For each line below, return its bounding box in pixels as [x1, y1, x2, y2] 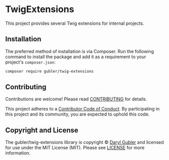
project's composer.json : [5, 59, 56, 65]
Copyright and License [5, 126, 78, 134]
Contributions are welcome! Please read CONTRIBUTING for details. [5, 96, 147, 102]
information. [5, 150, 31, 156]
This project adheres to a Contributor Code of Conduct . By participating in [5, 106, 160, 112]
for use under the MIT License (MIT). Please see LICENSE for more [5, 145, 145, 151]
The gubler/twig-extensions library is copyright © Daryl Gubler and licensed [5, 139, 164, 145]
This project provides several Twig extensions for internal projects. [5, 20, 144, 26]
